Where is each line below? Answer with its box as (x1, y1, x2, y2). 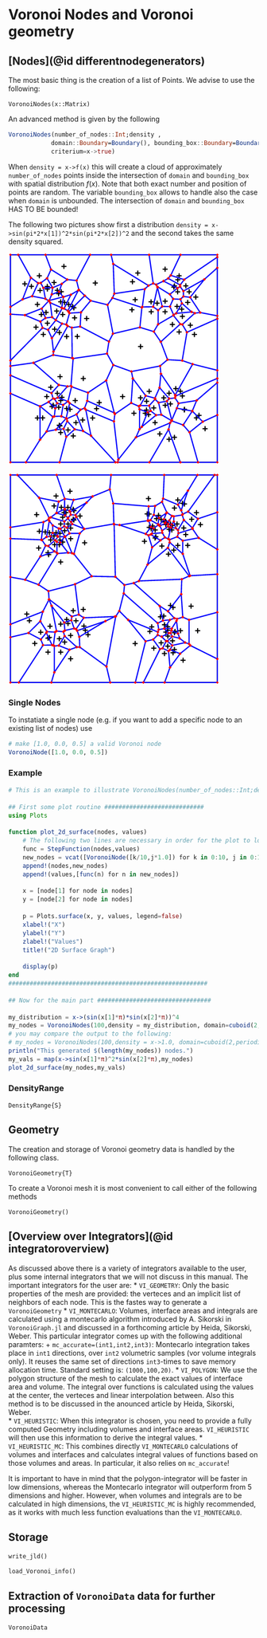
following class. (8, 1153, 60, 1162)
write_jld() (8, 1553, 48, 1561)
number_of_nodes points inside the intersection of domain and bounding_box (8, 170, 250, 180)
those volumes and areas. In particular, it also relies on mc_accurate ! (8, 1458, 230, 1467)
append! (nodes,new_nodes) (22, 862, 109, 870)
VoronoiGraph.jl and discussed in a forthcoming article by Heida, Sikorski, (8, 1322, 252, 1332)
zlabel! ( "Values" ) (22, 937, 83, 945)
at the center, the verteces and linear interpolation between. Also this (8, 1390, 234, 1400)
